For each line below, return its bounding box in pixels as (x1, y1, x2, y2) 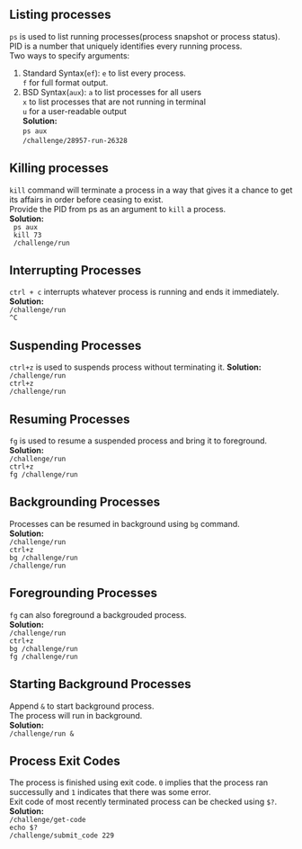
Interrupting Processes (9, 263, 142, 278)
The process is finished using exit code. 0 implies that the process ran (9, 777, 269, 788)
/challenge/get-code (9, 816, 87, 825)
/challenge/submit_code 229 (9, 831, 115, 840)
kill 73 (13, 230, 42, 239)
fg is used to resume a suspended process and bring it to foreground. (9, 435, 268, 446)
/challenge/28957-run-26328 (22, 136, 128, 145)
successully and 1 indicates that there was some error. (9, 787, 211, 798)
